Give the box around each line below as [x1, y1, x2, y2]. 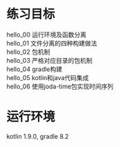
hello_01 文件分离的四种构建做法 [6, 39, 97, 47]
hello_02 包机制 [6, 48, 50, 56]
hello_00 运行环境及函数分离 [6, 30, 87, 39]
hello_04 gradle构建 [6, 65, 63, 73]
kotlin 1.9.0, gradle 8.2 [6, 132, 70, 140]
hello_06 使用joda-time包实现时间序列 [6, 82, 114, 90]
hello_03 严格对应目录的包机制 [6, 56, 92, 64]
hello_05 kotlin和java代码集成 [6, 73, 89, 81]
